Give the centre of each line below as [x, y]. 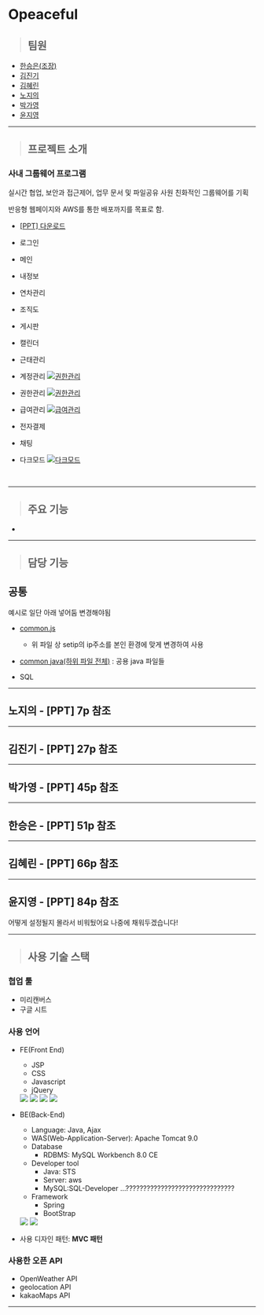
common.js [38, 628]
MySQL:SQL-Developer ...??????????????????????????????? [139, 1188]
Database [47, 1146]
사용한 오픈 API [35, 1261]
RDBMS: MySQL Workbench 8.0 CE [101, 1155]
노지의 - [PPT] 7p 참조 [60, 711]
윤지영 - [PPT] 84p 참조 [64, 902]
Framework [49, 1196]
